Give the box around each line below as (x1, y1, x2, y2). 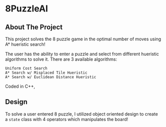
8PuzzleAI (5, 3, 48, 14)
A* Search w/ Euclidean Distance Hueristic (5, 75, 97, 80)
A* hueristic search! (5, 41, 46, 47)
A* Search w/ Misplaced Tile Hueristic (5, 70, 88, 75)
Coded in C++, (5, 83, 36, 89)
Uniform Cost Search (5, 66, 48, 71)
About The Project (5, 23, 63, 31)
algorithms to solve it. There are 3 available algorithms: (5, 56, 117, 62)
